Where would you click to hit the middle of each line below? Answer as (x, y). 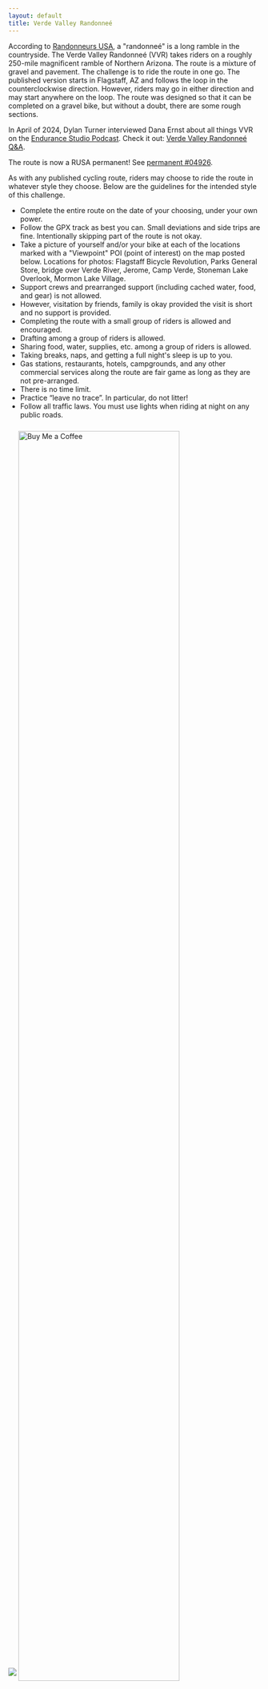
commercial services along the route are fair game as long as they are (135, 372)
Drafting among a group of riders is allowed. (92, 338)
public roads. (42, 414)
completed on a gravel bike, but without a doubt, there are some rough (125, 106)
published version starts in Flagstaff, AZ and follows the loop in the (118, 80)
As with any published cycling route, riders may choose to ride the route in (131, 178)
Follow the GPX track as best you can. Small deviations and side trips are (140, 227)
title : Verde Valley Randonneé (60, 23)
